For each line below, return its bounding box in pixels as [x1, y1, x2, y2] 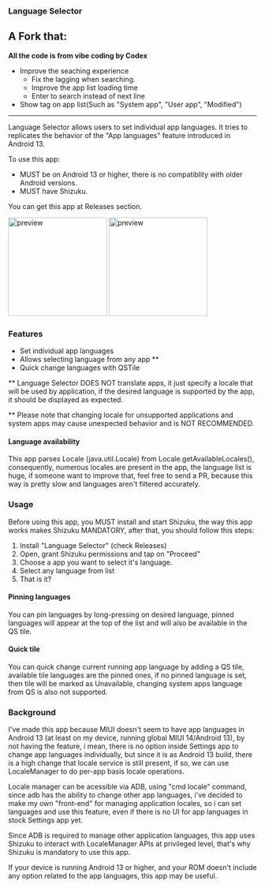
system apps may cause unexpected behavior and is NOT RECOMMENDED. [8, 419, 255, 428]
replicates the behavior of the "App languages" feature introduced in [8, 130, 231, 140]
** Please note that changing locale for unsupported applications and [8, 410, 234, 420]
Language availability [8, 436, 80, 446]
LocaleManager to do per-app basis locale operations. [8, 767, 185, 776]
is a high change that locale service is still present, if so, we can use [8, 759, 230, 768]
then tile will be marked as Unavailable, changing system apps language [8, 678, 243, 688]
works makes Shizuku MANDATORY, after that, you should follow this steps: [8, 525, 255, 535]
